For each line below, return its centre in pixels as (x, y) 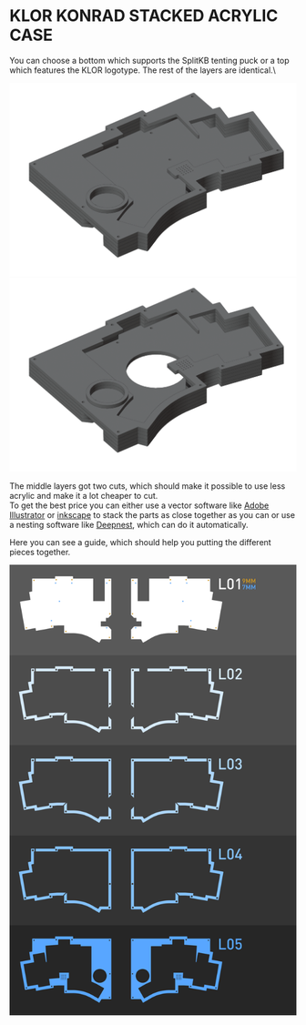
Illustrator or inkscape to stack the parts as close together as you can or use (153, 515)
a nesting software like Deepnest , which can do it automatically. (129, 525)
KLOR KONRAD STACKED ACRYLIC (144, 16)
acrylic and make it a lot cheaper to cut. (84, 496)
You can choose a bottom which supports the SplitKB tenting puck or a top (149, 60)
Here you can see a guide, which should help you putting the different (140, 543)
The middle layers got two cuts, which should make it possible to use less (148, 486)
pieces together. (40, 553)
